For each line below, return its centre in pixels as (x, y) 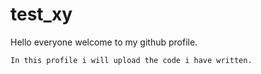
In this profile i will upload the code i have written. (131, 60)
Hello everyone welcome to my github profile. (104, 42)
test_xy (41, 14)
